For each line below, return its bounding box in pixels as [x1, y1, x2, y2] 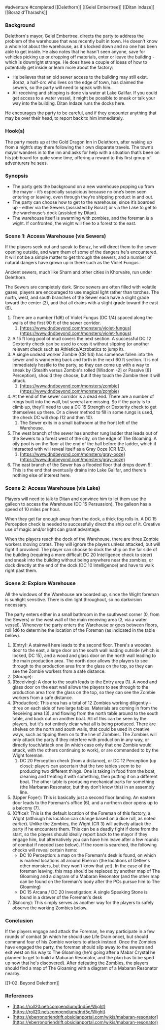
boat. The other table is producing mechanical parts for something [19, 779, 155, 785]
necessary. [5, 602, 28, 608]
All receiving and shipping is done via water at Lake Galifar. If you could [12, 90, 158, 96]
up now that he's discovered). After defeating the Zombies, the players [5, 960, 149, 966]
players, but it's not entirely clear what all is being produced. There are [12, 721, 156, 727]
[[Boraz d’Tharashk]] [5, 9, 48, 15]
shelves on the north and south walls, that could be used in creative [12, 726, 150, 732]
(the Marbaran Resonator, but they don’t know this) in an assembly [19, 784, 155, 790]
